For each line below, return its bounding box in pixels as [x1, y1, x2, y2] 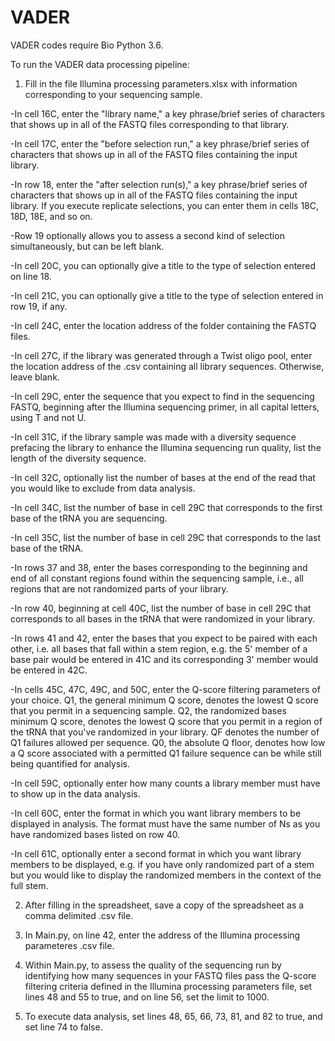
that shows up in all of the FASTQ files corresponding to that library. [10, 118, 290, 130]
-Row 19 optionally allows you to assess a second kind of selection [10, 229, 285, 241]
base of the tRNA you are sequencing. [10, 512, 168, 524]
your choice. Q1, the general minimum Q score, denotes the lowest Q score [10, 694, 320, 706]
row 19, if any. [10, 300, 68, 312]
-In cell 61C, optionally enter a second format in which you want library [10, 847, 302, 860]
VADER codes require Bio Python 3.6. [10, 39, 164, 51]
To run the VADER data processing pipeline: [10, 58, 190, 70]
